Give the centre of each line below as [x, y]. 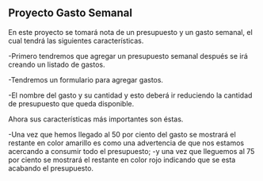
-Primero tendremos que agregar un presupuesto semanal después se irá [128, 56]
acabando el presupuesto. [51, 168]
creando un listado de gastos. [57, 64]
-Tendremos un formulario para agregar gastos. [86, 79]
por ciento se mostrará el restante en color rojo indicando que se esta [122, 160]
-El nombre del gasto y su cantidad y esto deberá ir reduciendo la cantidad [130, 95]
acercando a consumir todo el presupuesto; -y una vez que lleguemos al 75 [131, 151]
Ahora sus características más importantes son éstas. [96, 119]
